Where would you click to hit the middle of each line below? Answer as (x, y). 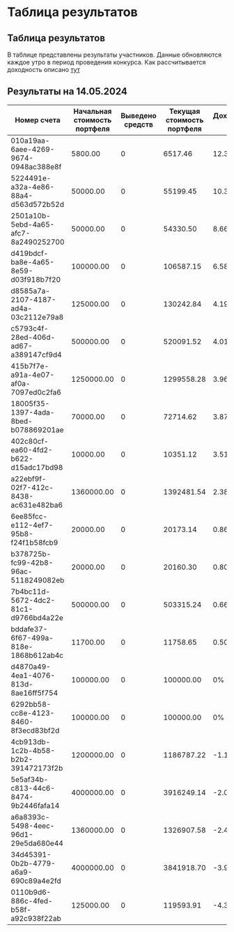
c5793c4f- (30, 328)
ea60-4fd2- (32, 450)
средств (139, 124)
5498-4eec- (33, 826)
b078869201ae (37, 429)
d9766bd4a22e (37, 617)
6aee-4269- (33, 149)
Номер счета (38, 120)
